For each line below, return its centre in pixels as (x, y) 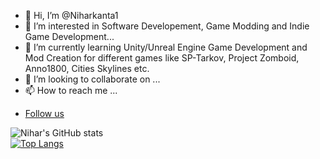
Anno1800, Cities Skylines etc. (87, 68)
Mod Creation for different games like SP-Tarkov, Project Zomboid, (162, 58)
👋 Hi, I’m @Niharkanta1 (71, 15)
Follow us (44, 113)
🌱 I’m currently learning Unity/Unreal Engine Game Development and (166, 47)
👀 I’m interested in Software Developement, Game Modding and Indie (167, 26)
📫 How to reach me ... (71, 90)
